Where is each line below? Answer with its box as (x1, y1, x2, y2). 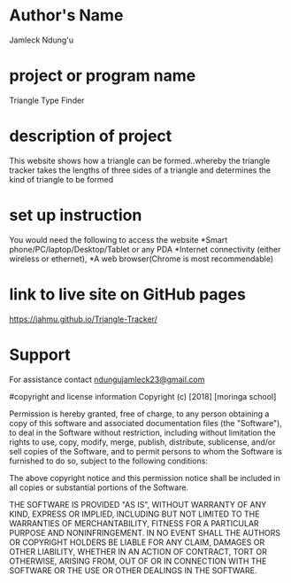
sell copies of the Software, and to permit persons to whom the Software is (9, 446, 283, 456)
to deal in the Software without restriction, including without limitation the (9, 427, 276, 438)
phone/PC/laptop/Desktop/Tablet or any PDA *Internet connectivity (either (9, 244, 281, 254)
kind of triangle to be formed (9, 174, 114, 184)
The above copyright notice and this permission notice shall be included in (9, 472, 280, 483)
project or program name (9, 66, 196, 86)
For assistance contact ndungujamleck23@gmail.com (9, 374, 205, 385)
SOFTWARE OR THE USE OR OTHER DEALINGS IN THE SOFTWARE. (9, 564, 257, 576)
